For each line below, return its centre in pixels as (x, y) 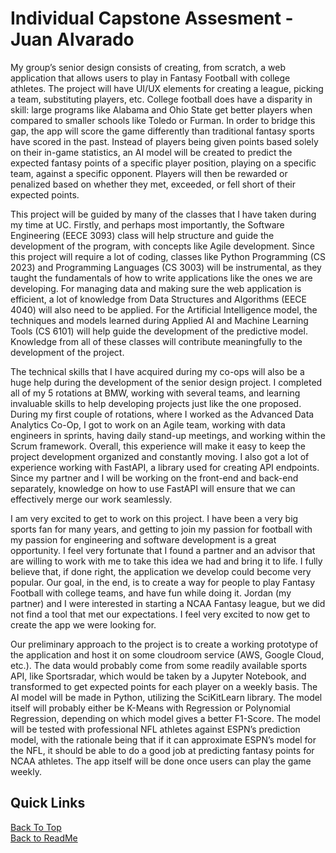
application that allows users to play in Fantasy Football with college (150, 78)
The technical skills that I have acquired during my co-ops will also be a (157, 371)
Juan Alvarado (72, 39)
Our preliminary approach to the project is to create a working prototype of (164, 644)
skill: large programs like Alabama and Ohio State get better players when (161, 109)
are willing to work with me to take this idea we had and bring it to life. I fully (166, 561)
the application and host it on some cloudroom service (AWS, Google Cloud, (167, 654)
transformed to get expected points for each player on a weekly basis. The (164, 686)
